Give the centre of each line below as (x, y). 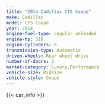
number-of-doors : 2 (30, 61)
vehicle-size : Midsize (34, 73)
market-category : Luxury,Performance (53, 67)
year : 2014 (20, 28)
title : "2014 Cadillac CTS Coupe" (49, 12)
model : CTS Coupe (28, 23)
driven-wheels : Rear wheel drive (47, 56)
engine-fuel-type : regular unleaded (51, 34)
